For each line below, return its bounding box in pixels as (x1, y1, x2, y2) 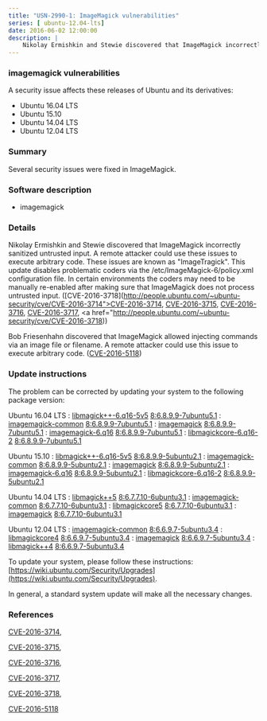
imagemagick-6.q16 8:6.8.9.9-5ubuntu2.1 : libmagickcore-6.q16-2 (8, 468, 222, 477)
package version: (8, 395, 65, 404)
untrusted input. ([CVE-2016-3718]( (8, 291, 124, 301)
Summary (8, 146, 48, 158)
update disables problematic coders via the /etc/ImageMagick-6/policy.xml (8, 266, 254, 275)
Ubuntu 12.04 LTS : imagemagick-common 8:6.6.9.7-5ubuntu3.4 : (8, 524, 223, 534)
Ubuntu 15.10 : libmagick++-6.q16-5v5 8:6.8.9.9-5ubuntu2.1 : (8, 451, 206, 461)
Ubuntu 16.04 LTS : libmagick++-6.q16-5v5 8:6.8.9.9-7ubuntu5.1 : (8, 411, 222, 420)
